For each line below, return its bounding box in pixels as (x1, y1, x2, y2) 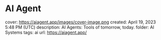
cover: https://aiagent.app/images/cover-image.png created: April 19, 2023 (5, 19, 156, 25)
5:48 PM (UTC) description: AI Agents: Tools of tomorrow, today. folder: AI (5, 24, 155, 30)
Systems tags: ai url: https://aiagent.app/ (5, 29, 87, 35)
